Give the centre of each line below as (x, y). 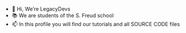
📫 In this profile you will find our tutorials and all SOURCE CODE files (96, 24)
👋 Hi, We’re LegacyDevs (41, 9)
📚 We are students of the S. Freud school (63, 15)
